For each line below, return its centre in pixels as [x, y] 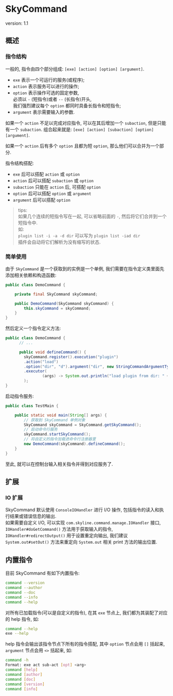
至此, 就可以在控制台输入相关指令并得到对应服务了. [59, 464]
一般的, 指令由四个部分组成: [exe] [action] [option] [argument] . [75, 69]
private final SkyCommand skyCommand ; [56, 294]
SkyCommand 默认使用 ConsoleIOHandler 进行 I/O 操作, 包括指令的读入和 [82, 510]
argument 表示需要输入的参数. [44, 112]
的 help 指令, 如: [22, 619]
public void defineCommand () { [53, 352]
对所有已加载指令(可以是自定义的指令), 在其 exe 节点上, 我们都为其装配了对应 [86, 613]
